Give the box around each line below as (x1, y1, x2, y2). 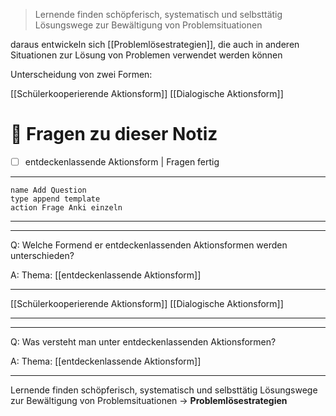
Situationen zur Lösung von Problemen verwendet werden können (10, 49, 283, 61)
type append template (10, 194, 101, 204)
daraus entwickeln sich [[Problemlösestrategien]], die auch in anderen (10, 39, 300, 50)
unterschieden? (10, 250, 75, 261)
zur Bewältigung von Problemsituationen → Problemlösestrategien (10, 395, 288, 406)
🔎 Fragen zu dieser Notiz (10, 123, 218, 146)
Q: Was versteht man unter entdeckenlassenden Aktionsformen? (10, 336, 277, 348)
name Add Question (10, 185, 87, 195)
